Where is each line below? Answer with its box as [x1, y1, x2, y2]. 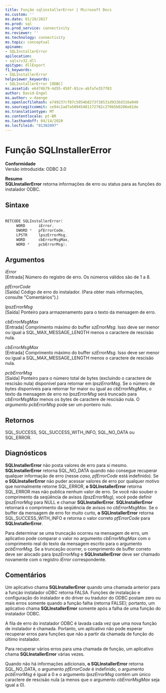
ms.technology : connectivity [5, 35, 65, 40]
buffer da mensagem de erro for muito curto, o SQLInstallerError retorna [5, 510, 154, 516]
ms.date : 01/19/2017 [5, 16, 48, 21]
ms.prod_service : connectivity [5, 26, 70, 31]
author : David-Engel [5, 91, 48, 96]
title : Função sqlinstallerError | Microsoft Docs [5, 7, 112, 12]
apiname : [5, 44, 23, 49]
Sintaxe [5, 201, 29, 209]
